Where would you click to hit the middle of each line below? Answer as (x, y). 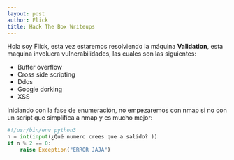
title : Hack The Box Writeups (51, 26)
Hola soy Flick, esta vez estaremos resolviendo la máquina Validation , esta (115, 47)
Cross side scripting (46, 74)
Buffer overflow (40, 67)
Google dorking (40, 89)
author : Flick (28, 20)
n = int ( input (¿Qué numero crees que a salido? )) (82, 137)
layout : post (26, 14)
